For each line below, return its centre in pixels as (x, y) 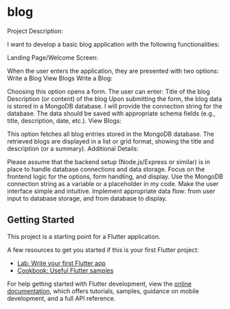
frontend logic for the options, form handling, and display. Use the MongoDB (115, 176)
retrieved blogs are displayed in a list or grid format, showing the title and (111, 141)
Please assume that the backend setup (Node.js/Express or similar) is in (109, 161)
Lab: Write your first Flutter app (61, 263)
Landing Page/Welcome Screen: (53, 57)
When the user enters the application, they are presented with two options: (113, 71)
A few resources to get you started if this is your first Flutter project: (103, 250)
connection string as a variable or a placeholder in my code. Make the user (113, 183)
